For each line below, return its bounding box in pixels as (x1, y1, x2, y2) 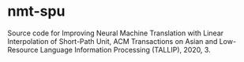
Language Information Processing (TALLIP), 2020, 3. (39, 45, 211, 54)
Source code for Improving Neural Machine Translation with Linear (7, 28, 224, 38)
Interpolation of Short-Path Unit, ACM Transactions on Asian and (7, 36, 218, 46)
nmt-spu (7, 2, 66, 20)
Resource (7, 45, 39, 54)
